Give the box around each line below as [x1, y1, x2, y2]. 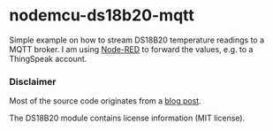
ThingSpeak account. [9, 53, 87, 64]
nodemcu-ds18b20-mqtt [9, 5, 194, 26]
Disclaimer [9, 75, 57, 88]
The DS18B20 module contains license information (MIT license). [9, 112, 246, 124]
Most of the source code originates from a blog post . [9, 96, 201, 106]
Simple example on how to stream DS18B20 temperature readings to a [9, 35, 265, 45]
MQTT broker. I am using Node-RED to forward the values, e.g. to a [9, 43, 254, 54]
